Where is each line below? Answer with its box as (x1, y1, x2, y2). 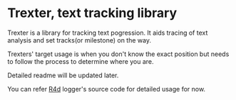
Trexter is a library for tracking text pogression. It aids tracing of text (7, 28, 208, 37)
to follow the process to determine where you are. (7, 57, 155, 65)
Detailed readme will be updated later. (7, 71, 119, 79)
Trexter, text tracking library (7, 5, 178, 21)
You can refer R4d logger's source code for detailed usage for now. (7, 84, 205, 93)
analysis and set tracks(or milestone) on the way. (7, 35, 152, 44)
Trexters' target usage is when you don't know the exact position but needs (7, 50, 230, 58)
